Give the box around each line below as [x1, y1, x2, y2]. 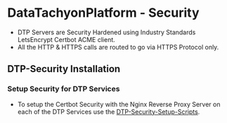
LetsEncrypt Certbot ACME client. [17, 35, 116, 43]
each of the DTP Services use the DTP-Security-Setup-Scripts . [17, 107, 200, 116]
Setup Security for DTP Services [7, 84, 120, 94]
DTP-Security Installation [7, 63, 121, 75]
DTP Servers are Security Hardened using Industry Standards [17, 28, 196, 36]
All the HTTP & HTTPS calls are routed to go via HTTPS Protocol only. [17, 43, 219, 51]
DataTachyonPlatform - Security [7, 5, 200, 21]
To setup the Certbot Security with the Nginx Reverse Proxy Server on [17, 100, 221, 108]
